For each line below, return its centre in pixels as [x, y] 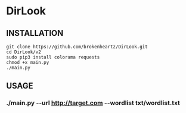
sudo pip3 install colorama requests [53, 57]
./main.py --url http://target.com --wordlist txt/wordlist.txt [93, 103]
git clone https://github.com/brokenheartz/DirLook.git [77, 47]
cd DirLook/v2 [24, 52]
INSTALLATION [35, 33]
